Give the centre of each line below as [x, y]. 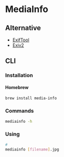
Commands [19, 111]
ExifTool [21, 40]
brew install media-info [31, 98]
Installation [19, 75]
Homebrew [17, 87]
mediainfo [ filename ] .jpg [32, 149]
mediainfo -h [19, 121]
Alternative [23, 28]
